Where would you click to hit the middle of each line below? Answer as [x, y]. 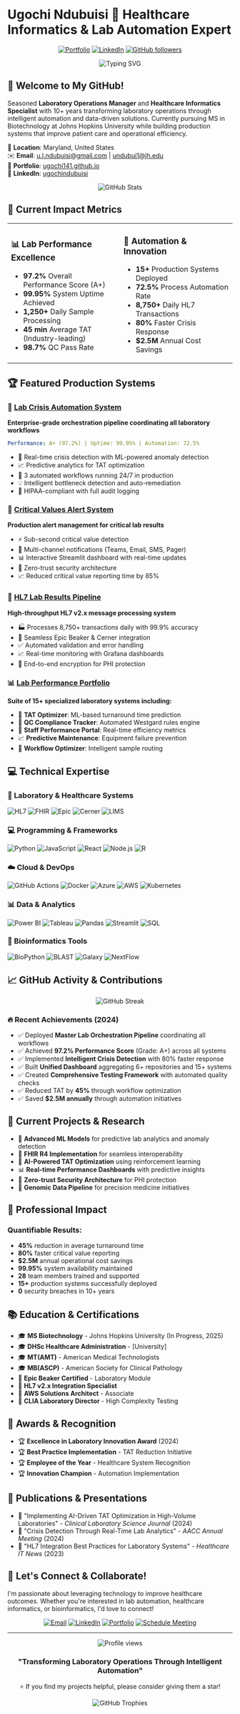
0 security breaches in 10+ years [66, 1291]
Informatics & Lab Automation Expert [120, 30]
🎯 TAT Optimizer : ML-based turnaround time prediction [99, 715]
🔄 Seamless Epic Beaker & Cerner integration [84, 637]
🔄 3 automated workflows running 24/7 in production [95, 475]
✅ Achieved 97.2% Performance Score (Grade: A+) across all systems [122, 1051]
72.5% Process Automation [182, 287]
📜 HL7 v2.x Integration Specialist [67, 1386]
